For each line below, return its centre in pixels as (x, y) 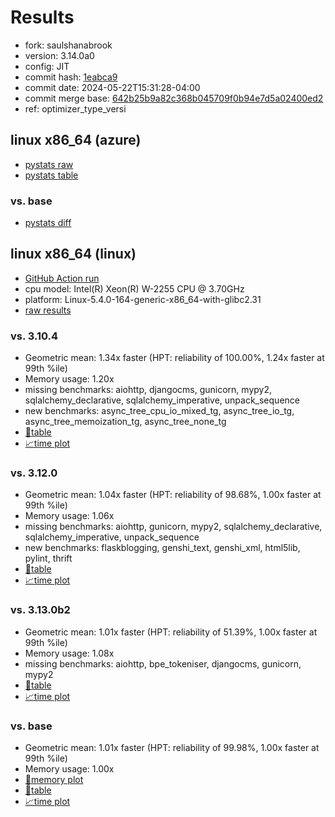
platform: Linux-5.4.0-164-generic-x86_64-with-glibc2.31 (143, 299)
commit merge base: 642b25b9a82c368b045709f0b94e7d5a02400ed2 (174, 98)
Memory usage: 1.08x (69, 653)
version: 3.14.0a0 (59, 55)
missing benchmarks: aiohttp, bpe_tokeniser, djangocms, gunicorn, (163, 663)
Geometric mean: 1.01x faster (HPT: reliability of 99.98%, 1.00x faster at (172, 748)
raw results (48, 310)
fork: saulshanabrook (68, 45)
